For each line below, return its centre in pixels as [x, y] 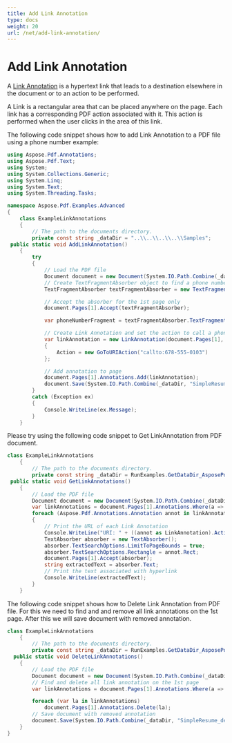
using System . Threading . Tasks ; [52, 193]
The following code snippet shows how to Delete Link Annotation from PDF [114, 604]
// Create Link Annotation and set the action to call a [128, 333]
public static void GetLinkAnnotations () [70, 481]
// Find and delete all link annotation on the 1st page [115, 682]
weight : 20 [23, 26]
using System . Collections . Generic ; [58, 174]
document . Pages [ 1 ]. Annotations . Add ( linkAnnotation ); [121, 378]
